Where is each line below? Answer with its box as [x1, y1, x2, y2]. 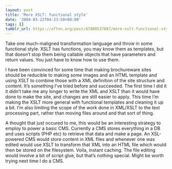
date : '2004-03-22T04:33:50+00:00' [5, 17, 81, 22]
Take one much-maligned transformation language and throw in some [5, 40, 153, 46]
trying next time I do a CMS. [5, 158, 64, 164]
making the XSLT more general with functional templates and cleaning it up [5, 99, 164, 105]
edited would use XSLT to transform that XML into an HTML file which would [5, 141, 166, 148]
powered [5, 136, 24, 142]
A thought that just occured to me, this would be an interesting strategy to [5, 120, 161, 126]
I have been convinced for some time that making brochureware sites [5, 67, 152, 73]
